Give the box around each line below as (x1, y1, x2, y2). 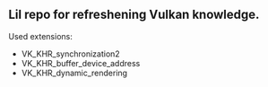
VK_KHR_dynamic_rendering (21, 67, 127, 78)
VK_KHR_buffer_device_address (21, 57, 141, 68)
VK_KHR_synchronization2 (21, 48, 120, 59)
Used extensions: (8, 30, 73, 41)
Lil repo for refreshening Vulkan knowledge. (8, 7, 260, 22)
